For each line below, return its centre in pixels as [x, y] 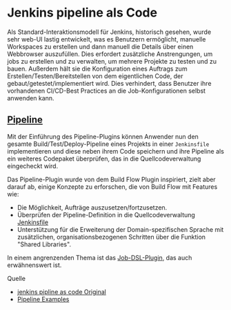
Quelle [17, 278]
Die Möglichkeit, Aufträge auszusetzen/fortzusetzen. [92, 207]
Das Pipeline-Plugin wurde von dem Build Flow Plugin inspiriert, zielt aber [111, 179]
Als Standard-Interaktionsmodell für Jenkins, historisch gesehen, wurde [109, 32]
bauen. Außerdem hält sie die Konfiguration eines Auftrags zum [97, 69]
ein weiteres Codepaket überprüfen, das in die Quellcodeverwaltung [104, 158]
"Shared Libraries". [44, 244]
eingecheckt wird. [33, 166]
